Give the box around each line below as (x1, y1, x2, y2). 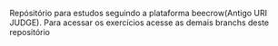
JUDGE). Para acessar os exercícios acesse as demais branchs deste (9, 17, 270, 28)
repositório (9, 27, 50, 37)
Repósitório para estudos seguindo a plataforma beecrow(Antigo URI (9, 8, 268, 18)
